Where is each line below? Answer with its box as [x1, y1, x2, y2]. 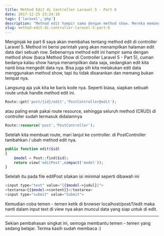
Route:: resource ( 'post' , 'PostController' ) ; [5, 123, 95, 128]
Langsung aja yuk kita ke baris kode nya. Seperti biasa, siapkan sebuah [5, 85, 149, 91]
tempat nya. [5, 75, 29, 81]
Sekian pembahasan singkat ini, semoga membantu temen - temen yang [5, 220, 151, 226]
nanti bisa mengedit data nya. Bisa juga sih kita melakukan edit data [5, 65, 142, 71]
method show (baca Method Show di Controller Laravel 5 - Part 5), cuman [5, 54, 154, 60]
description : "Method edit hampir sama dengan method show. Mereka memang [5, 21, 161, 26]
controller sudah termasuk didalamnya [5, 114, 82, 119]
